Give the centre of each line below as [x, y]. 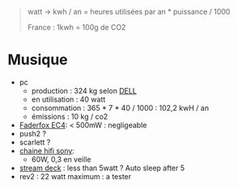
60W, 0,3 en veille [61, 159]
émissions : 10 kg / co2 [70, 116]
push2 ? [32, 133]
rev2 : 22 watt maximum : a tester [75, 176]
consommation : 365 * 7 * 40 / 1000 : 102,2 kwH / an [120, 107]
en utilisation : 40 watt [68, 99]
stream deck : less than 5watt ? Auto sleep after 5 [102, 168]
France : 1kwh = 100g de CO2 [76, 27]
